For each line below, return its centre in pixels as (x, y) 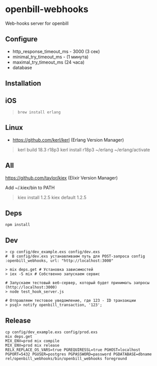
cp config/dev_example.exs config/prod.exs (52, 332)
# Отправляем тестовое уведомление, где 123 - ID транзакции (71, 301)
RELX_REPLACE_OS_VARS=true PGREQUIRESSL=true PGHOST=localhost (73, 350)
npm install (18, 225)
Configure (21, 39)
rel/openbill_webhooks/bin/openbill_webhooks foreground (66, 359)
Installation (23, 84)
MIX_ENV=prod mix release (32, 346)
